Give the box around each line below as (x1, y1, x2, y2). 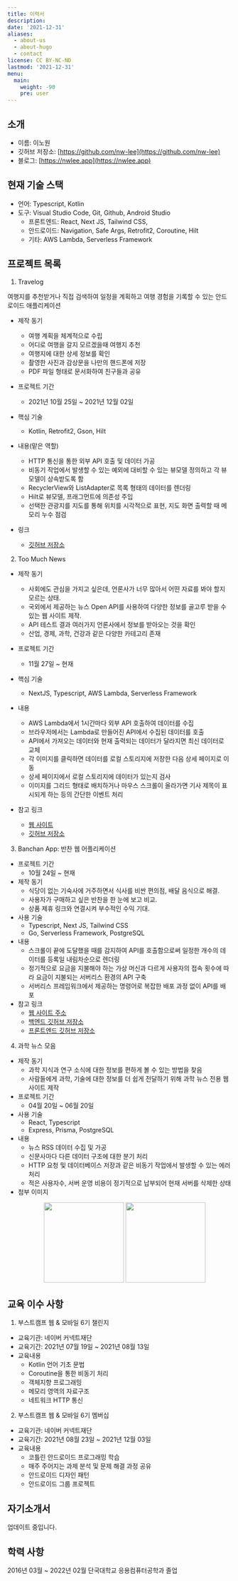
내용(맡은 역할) (17, 441, 59, 450)
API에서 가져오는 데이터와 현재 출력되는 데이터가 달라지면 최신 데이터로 (28, 736, 225, 745)
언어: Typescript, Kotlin (17, 199, 85, 208)
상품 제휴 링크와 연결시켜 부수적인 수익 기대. (28, 904, 150, 913)
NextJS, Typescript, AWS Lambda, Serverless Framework (28, 689, 198, 697)
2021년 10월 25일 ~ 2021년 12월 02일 (28, 397, 134, 406)
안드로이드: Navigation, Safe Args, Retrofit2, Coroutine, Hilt (28, 226, 199, 235)
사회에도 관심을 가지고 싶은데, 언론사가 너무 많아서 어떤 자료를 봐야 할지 (28, 584, 226, 593)
